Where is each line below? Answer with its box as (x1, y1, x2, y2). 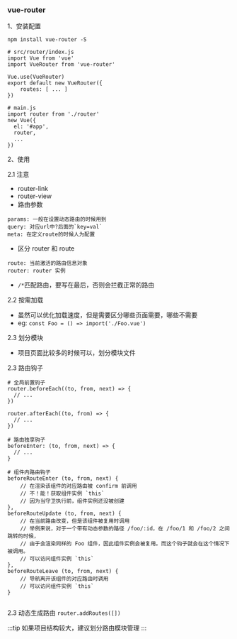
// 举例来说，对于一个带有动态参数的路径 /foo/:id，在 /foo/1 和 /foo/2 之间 (20, 525, 230, 532)
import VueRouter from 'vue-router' (7, 61, 115, 68)
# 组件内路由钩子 (7, 469, 51, 476)
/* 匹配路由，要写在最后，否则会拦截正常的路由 (17, 280, 155, 289)
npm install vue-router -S (7, 36, 87, 43)
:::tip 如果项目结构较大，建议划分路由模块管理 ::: (7, 623, 147, 633)
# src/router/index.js (7, 48, 74, 56)
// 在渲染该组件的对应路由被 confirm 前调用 (20, 483, 137, 490)
